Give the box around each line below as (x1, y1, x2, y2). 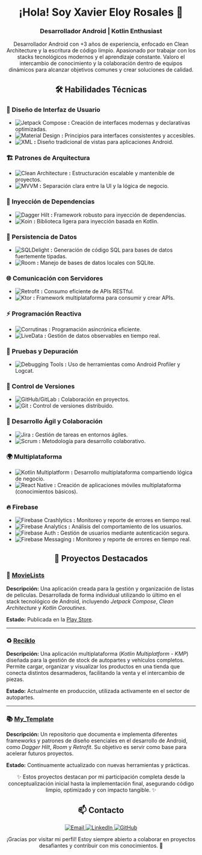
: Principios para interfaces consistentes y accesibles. (61, 132, 195, 139)
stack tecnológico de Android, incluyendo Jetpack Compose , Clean (6, 597, 174, 605)
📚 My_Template (6, 715, 54, 723)
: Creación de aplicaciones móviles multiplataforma (54, 481, 182, 488)
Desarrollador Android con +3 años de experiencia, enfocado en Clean (13, 40, 189, 48)
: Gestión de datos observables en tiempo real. (44, 332, 161, 339)
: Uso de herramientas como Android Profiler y (64, 361, 180, 368)
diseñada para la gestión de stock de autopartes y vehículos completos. (6, 656, 185, 664)
